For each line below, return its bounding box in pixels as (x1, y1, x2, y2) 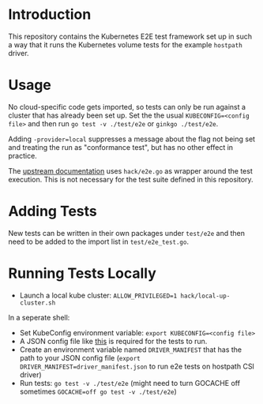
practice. (8, 151, 37, 160)
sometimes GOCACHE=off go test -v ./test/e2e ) (19, 387, 178, 396)
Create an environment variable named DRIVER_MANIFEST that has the (19, 345, 242, 354)
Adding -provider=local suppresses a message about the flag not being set (8, 134, 255, 144)
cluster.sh (19, 298, 56, 307)
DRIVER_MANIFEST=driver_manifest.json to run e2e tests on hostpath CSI (19, 361, 255, 371)
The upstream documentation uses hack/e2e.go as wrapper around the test (8, 166, 253, 175)
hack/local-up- (180, 292, 231, 300)
